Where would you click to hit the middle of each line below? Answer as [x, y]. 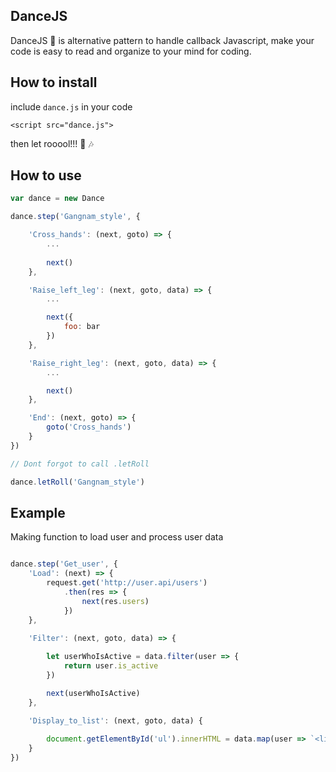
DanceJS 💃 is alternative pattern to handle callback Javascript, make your [162, 40]
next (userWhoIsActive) [93, 693]
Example [38, 512]
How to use [46, 175]
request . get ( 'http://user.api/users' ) [127, 583]
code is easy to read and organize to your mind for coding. [131, 51]
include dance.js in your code [71, 106]
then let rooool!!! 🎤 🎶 [52, 143]
